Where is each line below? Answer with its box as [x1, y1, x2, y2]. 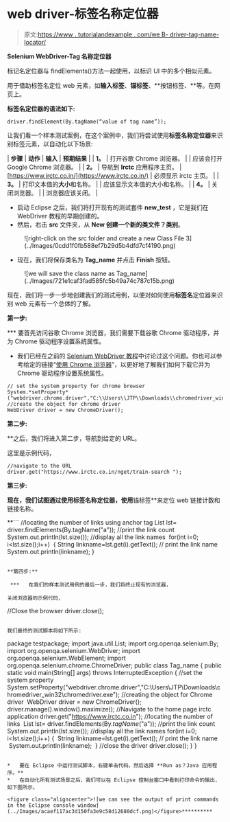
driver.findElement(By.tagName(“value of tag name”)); [7, 118, 167, 125]
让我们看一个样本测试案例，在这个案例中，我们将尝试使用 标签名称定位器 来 [7, 131, 217, 139]
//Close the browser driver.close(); [7, 606, 104, 615]
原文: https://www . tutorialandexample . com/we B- [23, 30, 169, 38]
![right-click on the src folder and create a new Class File [24, 234, 185, 242]
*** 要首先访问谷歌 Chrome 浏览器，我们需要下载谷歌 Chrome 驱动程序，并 [7, 328, 220, 336]
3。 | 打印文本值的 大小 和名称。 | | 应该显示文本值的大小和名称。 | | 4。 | [7, 180, 210, 188]
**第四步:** [7, 568, 38, 575]
